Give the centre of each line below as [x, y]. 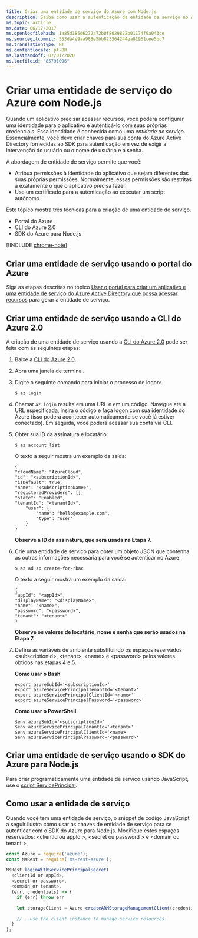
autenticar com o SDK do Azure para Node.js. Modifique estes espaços [93, 831]
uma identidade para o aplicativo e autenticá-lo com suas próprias [87, 125]
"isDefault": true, [39, 483]
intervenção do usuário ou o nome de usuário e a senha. [75, 151]
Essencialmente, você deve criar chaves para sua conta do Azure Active [94, 138]
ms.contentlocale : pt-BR [37, 50]
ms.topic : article [29, 22]
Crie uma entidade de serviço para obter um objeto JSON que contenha [102, 551]
